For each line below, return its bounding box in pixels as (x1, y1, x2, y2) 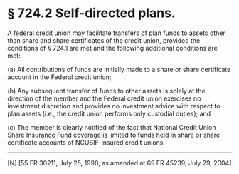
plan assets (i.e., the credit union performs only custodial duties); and (7, 109, 211, 118)
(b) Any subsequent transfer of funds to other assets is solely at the (7, 86, 206, 95)
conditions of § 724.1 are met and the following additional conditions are (7, 43, 218, 52)
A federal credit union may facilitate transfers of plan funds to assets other (7, 29, 225, 37)
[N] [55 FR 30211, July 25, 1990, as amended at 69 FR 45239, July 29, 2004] (7, 158, 232, 167)
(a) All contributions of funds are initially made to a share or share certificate (7, 65, 231, 73)
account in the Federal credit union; (7, 73, 112, 81)
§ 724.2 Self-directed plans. (7, 5, 176, 21)
